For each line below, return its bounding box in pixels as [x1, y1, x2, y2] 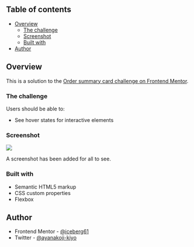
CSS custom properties [14, 189, 71, 196]
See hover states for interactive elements [14, 116, 114, 123]
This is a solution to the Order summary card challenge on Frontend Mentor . [6, 77, 189, 84]
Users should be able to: [6, 105, 65, 112]
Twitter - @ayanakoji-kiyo [14, 234, 77, 241]
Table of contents [6, 5, 71, 15]
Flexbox [14, 196, 34, 203]
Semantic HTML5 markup [14, 183, 77, 190]
